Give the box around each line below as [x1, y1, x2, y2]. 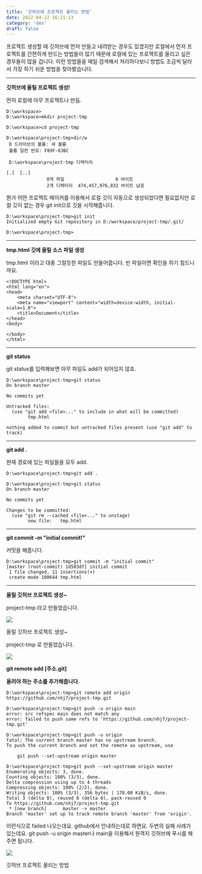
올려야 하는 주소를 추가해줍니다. [6, 678, 80, 685]
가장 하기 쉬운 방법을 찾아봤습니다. [12, 66, 93, 73]
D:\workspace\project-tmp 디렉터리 [8, 160, 93, 166]
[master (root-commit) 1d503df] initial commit [6, 564, 128, 570]
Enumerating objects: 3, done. [6, 769, 85, 775]
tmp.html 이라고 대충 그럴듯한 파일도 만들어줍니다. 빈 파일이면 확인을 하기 [6, 259, 179, 267]
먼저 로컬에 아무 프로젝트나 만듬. [6, 97, 82, 104]
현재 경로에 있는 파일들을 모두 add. [6, 459, 88, 466]
